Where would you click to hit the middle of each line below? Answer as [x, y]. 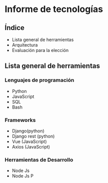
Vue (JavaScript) [29, 141]
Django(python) [28, 130]
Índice [14, 28]
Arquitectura [25, 45]
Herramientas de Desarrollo [39, 159]
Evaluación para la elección [40, 50]
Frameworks [20, 120]
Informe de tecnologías [54, 9]
